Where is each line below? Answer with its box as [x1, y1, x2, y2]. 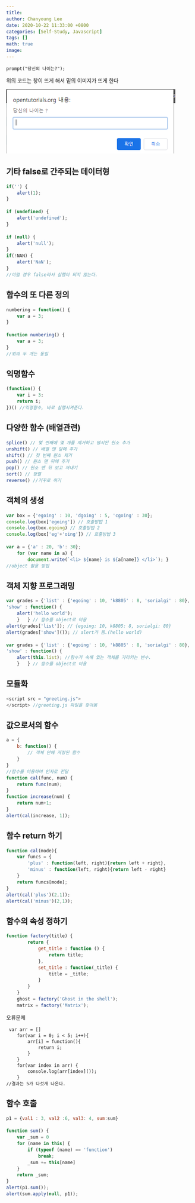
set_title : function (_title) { [37, 965, 118, 971]
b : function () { [17, 744, 58, 750]
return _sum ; [17, 1172, 49, 1178]
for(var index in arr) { [17, 1062, 78, 1069]
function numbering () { [6, 332, 65, 338]
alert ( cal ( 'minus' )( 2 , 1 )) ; [6, 898, 73, 904]
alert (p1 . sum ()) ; [6, 1184, 49, 1191]
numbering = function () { [6, 306, 70, 313]
